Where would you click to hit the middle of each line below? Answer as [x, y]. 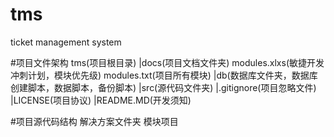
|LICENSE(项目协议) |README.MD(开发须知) [101, 100]
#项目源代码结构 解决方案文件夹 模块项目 [94, 121]
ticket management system [66, 42]
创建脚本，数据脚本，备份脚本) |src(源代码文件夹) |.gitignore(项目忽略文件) [163, 87]
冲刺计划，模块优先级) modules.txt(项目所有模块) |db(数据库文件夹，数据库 [164, 75]
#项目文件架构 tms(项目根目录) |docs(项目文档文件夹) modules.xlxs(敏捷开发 [167, 62]
